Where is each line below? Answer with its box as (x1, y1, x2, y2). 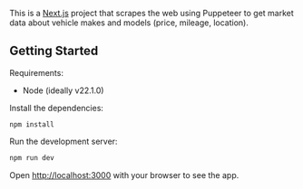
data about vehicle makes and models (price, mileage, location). (9, 17, 249, 28)
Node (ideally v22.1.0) (22, 85, 104, 96)
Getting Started (9, 43, 99, 59)
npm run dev (9, 153, 54, 162)
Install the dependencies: (9, 102, 104, 113)
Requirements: (9, 67, 64, 78)
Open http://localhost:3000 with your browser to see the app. (9, 169, 239, 180)
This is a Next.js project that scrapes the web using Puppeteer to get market (9, 8, 295, 18)
